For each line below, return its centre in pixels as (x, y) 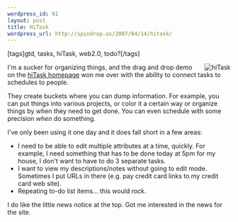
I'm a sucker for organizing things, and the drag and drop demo (100, 67)
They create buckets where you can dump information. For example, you (113, 96)
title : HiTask (28, 27)
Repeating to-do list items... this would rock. (82, 191)
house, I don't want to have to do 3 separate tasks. (92, 161)
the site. (19, 212)
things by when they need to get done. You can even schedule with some (114, 111)
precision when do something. (51, 119)
